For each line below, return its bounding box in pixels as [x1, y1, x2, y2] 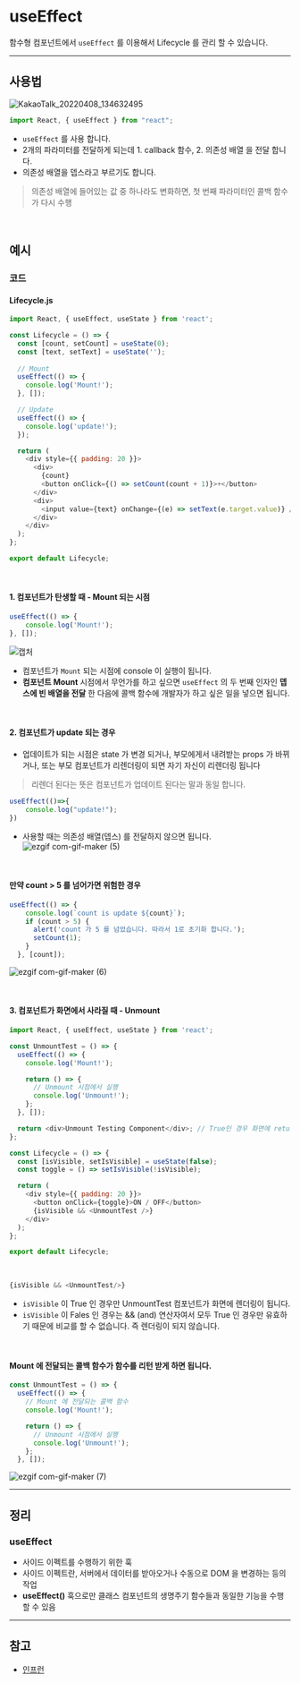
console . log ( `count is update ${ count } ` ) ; [25, 909, 186, 918]
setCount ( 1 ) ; [32, 934, 82, 943]
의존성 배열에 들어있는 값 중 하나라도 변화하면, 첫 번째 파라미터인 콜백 [30, 185, 272, 196]
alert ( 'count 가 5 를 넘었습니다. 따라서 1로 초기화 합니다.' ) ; [32, 925, 246, 935]
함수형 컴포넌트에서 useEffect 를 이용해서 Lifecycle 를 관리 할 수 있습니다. [9, 37, 269, 47]
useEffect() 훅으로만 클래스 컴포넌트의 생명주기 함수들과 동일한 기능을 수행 [21, 1590, 284, 1601]
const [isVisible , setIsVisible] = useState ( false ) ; [17, 1157, 218, 1166]
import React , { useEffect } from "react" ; [9, 115, 174, 124]
